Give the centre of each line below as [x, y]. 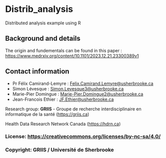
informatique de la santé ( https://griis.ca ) [47, 114]
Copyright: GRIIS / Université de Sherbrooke [60, 150]
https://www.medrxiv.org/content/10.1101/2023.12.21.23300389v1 [72, 56]
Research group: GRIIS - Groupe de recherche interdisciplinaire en [73, 109]
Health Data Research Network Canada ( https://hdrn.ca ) [63, 124]
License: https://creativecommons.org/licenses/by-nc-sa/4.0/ [83, 137]
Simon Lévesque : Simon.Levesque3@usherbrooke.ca [68, 88]
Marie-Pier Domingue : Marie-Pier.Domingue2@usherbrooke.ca [78, 94]
